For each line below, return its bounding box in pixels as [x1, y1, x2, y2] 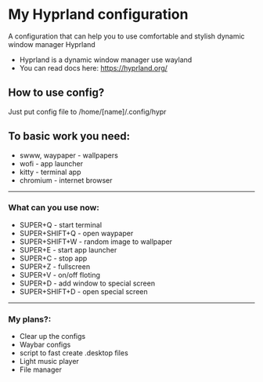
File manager [19, 365, 63, 374]
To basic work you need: [8, 129, 131, 143]
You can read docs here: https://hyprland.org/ [19, 63, 168, 72]
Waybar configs [19, 340, 71, 350]
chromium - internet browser [19, 175, 113, 185]
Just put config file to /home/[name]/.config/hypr [8, 107, 167, 116]
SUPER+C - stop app [19, 253, 88, 263]
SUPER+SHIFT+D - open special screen [19, 286, 148, 296]
